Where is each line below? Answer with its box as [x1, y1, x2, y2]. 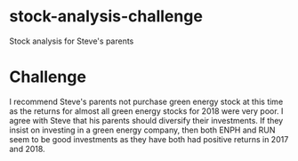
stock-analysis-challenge [9, 6, 203, 27]
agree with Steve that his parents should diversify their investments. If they [9, 115, 284, 125]
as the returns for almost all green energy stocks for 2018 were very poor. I [9, 105, 284, 117]
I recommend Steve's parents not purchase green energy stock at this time [9, 96, 284, 107]
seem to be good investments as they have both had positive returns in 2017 [9, 133, 289, 144]
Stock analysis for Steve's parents [9, 36, 134, 46]
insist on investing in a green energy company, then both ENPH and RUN [9, 125, 276, 135]
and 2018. [9, 143, 46, 154]
